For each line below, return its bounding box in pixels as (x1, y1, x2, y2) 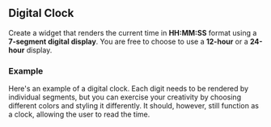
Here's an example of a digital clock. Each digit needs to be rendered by (8, 84, 249, 94)
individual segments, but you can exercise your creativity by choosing (8, 92, 241, 102)
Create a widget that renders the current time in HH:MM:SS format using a (8, 28, 257, 37)
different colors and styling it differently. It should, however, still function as (8, 101, 259, 111)
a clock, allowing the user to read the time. (8, 109, 150, 120)
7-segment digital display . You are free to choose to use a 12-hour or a (8, 36, 248, 46)
